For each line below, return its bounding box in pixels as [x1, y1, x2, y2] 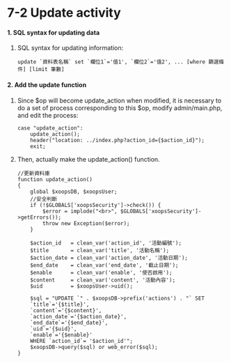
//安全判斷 [30, 195, 58, 203]
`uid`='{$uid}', [30, 325, 77, 332]
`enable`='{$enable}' [30, 331, 93, 339]
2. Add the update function [7, 80, 87, 88]
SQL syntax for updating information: [17, 44, 124, 52]
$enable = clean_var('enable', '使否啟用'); [30, 269, 173, 276]
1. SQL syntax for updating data [7, 28, 100, 36]
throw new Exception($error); [42, 219, 130, 227]
